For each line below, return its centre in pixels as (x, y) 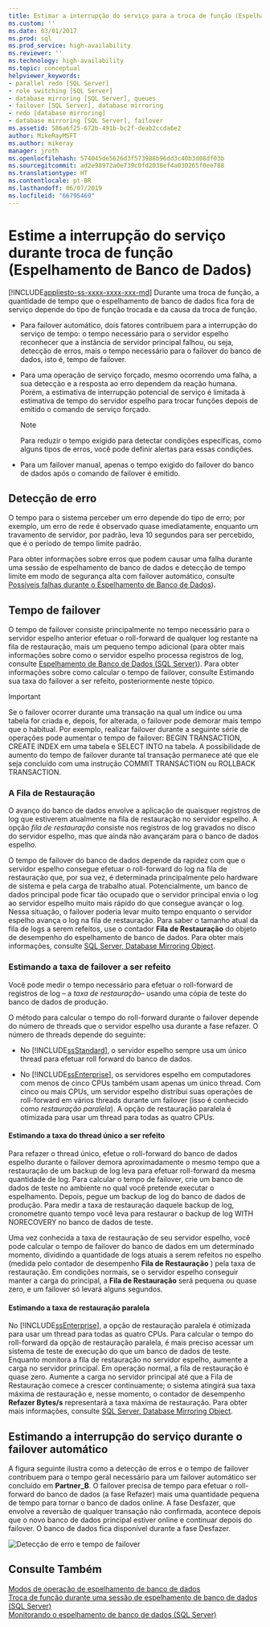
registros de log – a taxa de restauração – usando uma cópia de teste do (128, 993)
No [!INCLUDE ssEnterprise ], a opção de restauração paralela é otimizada (130, 1325)
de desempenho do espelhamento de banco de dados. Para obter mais (126, 938)
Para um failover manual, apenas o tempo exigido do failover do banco (137, 464)
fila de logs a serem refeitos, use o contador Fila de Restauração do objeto (133, 929)
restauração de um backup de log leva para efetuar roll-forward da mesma (132, 1171)
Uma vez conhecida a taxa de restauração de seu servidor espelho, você (129, 1238)
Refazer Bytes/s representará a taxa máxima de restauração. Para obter (128, 1403)
